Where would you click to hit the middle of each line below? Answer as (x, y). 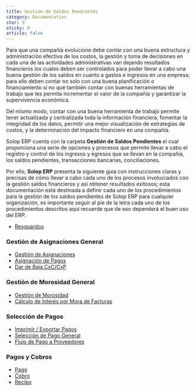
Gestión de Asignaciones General (55, 242)
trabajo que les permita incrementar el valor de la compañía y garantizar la (96, 94)
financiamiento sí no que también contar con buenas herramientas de (90, 87)
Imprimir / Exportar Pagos (46, 329)
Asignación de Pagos (40, 261)
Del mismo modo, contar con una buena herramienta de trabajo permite (93, 112)
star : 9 (16, 22)
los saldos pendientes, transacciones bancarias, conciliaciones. (83, 160)
